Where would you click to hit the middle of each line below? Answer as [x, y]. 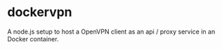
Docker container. [33, 38]
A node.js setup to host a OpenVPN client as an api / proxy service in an [111, 31]
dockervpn [40, 12]
